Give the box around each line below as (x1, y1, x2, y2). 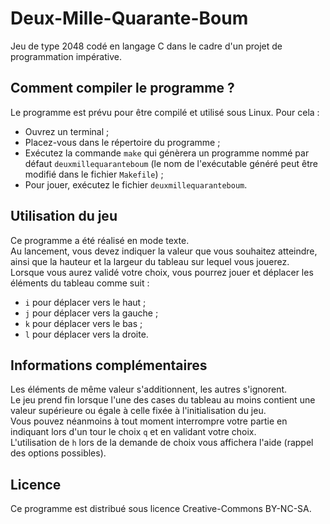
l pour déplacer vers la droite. (24, 328, 149, 340)
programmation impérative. (10, 50, 122, 62)
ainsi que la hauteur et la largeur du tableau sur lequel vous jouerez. (10, 255, 290, 267)
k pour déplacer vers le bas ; (24, 317, 143, 329)
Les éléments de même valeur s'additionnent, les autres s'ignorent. (10, 383, 288, 396)
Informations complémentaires (10, 357, 208, 374)
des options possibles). (10, 447, 107, 459)
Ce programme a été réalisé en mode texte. (10, 234, 190, 246)
